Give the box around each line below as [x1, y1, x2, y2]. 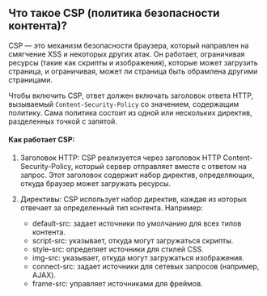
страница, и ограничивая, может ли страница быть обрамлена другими [8, 66, 258, 76]
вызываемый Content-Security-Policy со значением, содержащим [8, 99, 239, 108]
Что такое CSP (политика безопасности [8, 6, 220, 20]
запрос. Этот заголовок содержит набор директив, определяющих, [19, 170, 255, 180]
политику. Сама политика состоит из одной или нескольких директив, [8, 108, 252, 117]
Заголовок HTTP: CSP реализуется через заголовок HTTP [19, 153, 222, 163]
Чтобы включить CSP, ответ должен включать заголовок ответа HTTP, [8, 91, 254, 100]
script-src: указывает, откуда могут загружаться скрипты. [32, 236, 234, 246]
